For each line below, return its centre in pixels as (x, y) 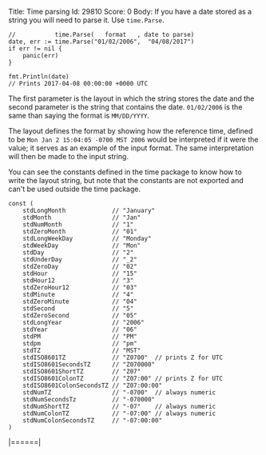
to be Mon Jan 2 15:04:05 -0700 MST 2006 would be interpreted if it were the (133, 140)
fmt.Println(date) (39, 77)
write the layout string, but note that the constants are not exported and (126, 180)
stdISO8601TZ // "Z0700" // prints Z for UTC (123, 357)
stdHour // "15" (80, 273)
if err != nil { (35, 49)
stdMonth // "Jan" (82, 218)
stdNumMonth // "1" (78, 225)
